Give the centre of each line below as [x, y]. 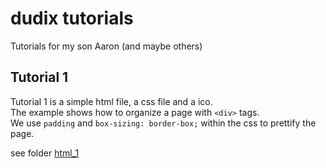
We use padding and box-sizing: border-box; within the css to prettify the [163, 123]
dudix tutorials [72, 18]
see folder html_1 [45, 153]
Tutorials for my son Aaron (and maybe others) [106, 46]
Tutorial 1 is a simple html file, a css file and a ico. [111, 101]
